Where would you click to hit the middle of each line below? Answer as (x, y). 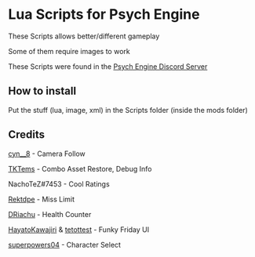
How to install (42, 91)
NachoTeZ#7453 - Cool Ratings (59, 184)
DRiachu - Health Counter (50, 214)
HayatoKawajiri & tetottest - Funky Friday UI (79, 230)
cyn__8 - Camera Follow (47, 154)
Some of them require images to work (69, 51)
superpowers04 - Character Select (65, 244)
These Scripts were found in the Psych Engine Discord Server (108, 66)
